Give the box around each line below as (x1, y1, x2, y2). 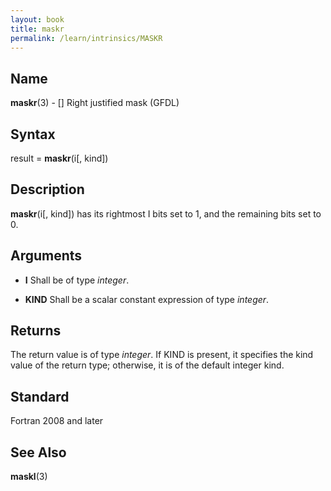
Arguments (10, 247, 83, 265)
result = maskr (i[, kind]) (10, 152, 109, 164)
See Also (10, 444, 67, 461)
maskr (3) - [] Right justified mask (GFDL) (10, 97, 180, 109)
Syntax (10, 126, 56, 143)
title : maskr (10, 24, 65, 34)
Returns (10, 322, 62, 340)
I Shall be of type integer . (24, 274, 130, 286)
